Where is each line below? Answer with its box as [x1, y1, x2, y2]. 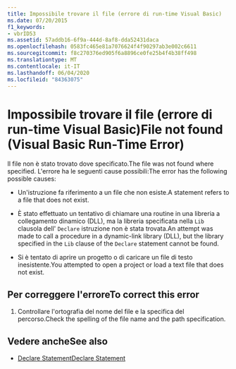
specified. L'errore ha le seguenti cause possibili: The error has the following [7, 167, 228, 176]
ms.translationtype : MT [7, 56, 77, 63]
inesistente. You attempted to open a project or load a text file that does [17, 260, 224, 269]
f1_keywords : [7, 23, 46, 30]
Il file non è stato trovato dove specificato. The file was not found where [7, 159, 214, 168]
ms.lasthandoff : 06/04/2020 [7, 69, 90, 76]
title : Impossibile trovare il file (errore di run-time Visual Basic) [7, 10, 222, 18]
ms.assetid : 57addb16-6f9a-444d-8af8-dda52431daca [7, 37, 159, 44]
